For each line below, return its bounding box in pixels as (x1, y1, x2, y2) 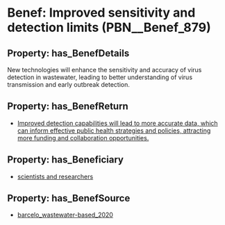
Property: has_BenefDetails (7, 47, 130, 59)
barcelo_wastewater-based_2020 (17, 210, 113, 219)
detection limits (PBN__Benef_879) (7, 19, 211, 35)
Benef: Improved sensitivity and (7, 5, 196, 21)
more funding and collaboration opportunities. (17, 133, 149, 142)
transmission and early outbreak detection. (7, 81, 131, 88)
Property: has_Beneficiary (7, 154, 124, 166)
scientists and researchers (17, 172, 94, 181)
